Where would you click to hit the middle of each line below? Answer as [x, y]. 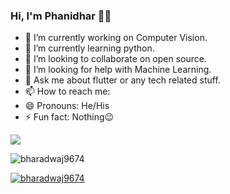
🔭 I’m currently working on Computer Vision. [116, 38]
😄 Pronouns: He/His [67, 106]
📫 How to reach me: [67, 91]
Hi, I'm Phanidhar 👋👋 [61, 16]
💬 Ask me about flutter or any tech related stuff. [122, 80]
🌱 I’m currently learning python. [89, 48]
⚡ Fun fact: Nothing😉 [69, 117]
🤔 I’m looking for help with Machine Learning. [118, 70]
